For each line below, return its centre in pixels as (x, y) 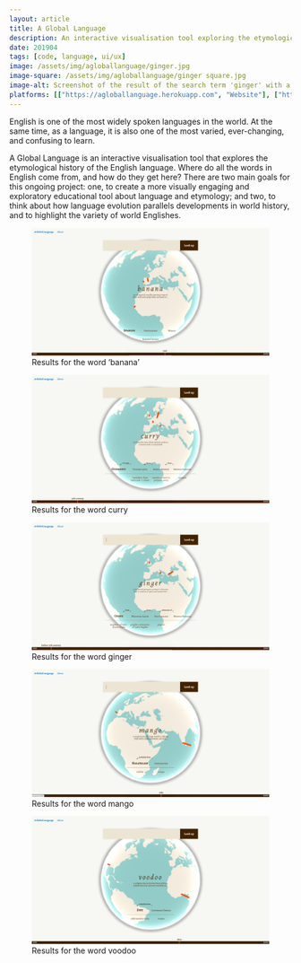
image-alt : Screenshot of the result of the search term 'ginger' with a (150, 85)
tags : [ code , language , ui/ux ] (68, 57)
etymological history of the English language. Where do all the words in (141, 167)
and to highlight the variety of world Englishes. (95, 214)
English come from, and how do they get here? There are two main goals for (150, 177)
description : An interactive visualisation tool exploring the (130, 38)
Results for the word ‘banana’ (86, 363)
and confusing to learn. (52, 140)
